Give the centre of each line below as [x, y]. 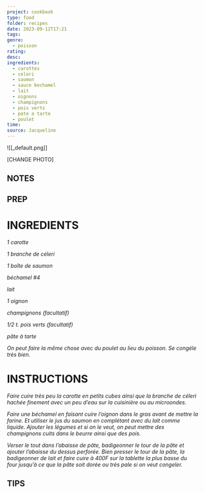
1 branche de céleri [31, 254]
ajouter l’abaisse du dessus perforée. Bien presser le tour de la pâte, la [96, 451]
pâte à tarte [22, 336]
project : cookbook [30, 12]
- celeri [23, 74]
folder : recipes [27, 23]
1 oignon [17, 301]
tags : [14, 35]
